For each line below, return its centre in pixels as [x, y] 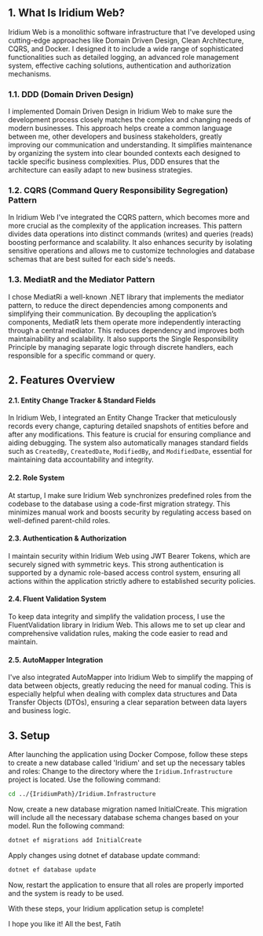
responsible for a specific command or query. [82, 355]
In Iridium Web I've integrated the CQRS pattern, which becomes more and [129, 217]
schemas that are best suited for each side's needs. [92, 259]
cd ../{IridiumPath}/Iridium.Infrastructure [82, 794]
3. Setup [29, 735]
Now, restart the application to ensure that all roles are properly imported [126, 885]
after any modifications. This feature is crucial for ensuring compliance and [130, 435]
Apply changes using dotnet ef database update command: [104, 855]
